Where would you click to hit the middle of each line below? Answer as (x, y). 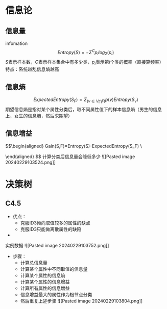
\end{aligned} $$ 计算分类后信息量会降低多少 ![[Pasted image (70, 157)
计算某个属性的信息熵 (43, 275)
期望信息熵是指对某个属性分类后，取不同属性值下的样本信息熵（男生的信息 (83, 109)
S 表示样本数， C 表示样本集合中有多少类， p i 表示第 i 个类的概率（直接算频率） (85, 63)
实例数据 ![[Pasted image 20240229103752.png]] (57, 245)
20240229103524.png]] (31, 162)
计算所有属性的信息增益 (45, 288)
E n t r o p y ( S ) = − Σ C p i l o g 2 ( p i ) (86, 53)
